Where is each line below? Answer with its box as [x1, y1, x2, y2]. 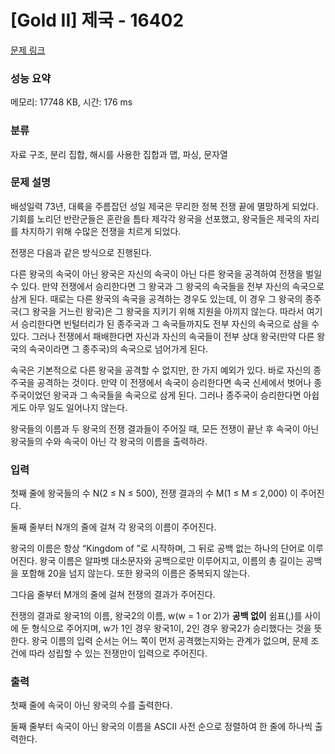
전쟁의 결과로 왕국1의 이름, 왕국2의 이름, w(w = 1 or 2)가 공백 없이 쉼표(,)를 [10, 610, 303, 622]
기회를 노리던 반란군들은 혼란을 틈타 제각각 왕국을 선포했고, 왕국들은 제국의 [10, 212, 302, 225]
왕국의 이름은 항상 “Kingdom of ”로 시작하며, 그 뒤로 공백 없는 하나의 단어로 [10, 542, 306, 555]
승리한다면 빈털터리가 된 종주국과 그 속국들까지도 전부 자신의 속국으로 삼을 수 [20, 317, 320, 330]
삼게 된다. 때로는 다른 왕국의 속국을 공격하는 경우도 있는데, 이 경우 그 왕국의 [10, 292, 303, 305]
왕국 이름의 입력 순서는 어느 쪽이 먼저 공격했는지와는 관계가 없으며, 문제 [31, 635, 309, 647]
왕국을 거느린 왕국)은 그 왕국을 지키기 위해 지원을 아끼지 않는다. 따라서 [31, 305, 305, 317]
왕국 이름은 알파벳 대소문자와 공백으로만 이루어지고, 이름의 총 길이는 [39, 555, 304, 567]
